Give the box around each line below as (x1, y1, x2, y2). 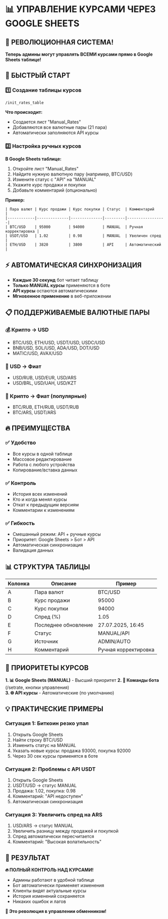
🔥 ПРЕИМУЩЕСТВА (5, 424, 71, 432)
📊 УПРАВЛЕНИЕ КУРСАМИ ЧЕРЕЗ (5, 4, 156, 15)
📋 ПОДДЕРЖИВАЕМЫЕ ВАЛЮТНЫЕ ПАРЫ (5, 309, 150, 317)
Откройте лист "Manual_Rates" (12, 165, 79, 171)
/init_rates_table (5, 100, 44, 105)
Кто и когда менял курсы (12, 496, 67, 503)
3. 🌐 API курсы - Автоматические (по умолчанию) (5, 689, 115, 695)
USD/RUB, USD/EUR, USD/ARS (12, 374, 77, 380)
